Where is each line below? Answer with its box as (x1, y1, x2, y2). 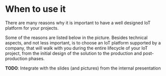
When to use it (5, 3, 66, 15)
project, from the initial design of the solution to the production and (5, 50, 142, 56)
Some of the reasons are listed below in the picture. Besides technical (5, 35, 148, 40)
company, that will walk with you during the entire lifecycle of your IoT (5, 45, 148, 51)
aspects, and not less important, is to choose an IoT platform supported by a (5, 39, 161, 45)
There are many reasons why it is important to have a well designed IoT (5, 20, 151, 26)
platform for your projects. (5, 25, 59, 31)
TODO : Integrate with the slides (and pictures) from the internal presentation (5, 65, 161, 71)
